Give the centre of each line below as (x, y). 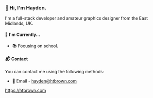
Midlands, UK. (19, 23)
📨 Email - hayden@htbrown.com (44, 81)
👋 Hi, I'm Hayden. (26, 8)
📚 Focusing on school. (35, 46)
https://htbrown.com (25, 90)
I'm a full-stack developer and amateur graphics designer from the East (76, 18)
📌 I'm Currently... (23, 34)
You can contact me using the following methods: (55, 71)
